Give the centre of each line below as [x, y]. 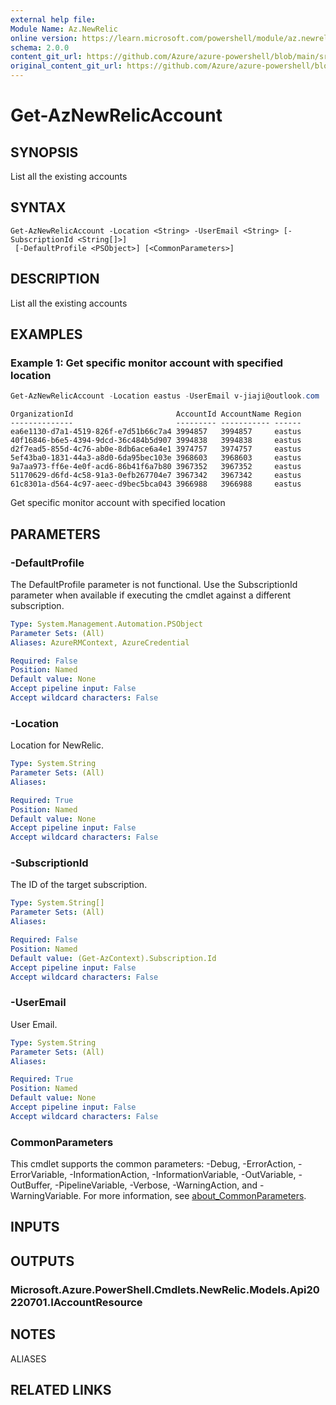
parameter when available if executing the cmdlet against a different [151, 595]
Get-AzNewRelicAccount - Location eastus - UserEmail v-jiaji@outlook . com [165, 396]
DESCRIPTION [55, 279]
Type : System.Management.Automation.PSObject [106, 624]
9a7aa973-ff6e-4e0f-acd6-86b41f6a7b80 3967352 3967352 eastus [156, 467]
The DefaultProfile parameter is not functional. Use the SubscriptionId [154, 584]
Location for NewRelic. [57, 745]
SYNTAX [38, 207]
